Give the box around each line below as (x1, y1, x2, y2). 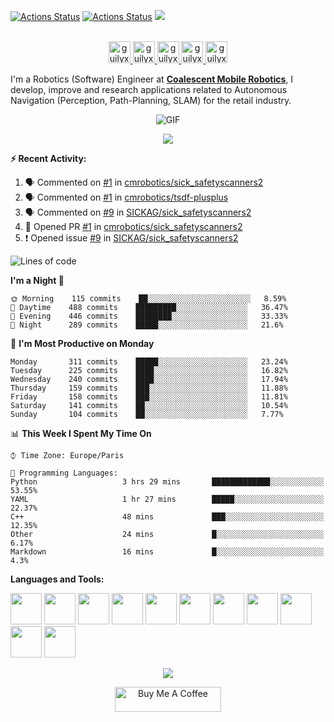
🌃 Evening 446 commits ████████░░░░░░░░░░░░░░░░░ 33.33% (10, 311, 288, 321)
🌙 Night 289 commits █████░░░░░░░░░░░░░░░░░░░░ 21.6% (10, 320, 284, 330)
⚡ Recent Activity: (10, 153, 87, 164)
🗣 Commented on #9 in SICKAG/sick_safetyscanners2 (24, 206, 252, 218)
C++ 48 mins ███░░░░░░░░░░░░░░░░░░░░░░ (10, 512, 325, 522)
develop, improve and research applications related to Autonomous (10, 84, 288, 95)
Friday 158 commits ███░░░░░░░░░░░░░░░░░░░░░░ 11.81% (10, 392, 288, 402)
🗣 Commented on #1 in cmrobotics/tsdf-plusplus (24, 191, 229, 203)
